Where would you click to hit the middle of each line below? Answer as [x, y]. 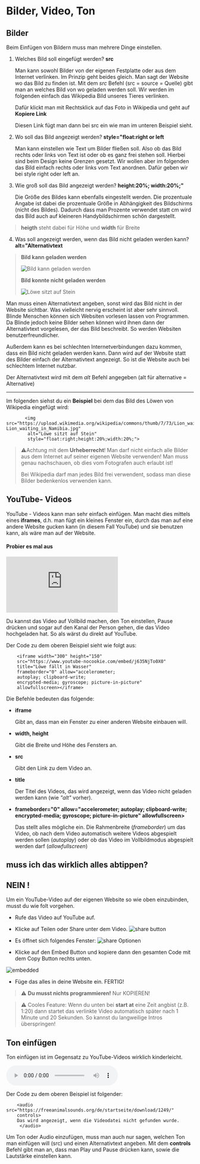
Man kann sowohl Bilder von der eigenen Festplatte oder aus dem [95, 70]
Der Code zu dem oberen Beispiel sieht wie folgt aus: [71, 646]
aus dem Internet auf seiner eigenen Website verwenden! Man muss [104, 456]
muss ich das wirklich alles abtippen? [77, 865]
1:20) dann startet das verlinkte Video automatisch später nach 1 [99, 1011]
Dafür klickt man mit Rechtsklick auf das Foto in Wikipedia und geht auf [102, 108]
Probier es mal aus [30, 546]
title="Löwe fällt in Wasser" [54, 667]
